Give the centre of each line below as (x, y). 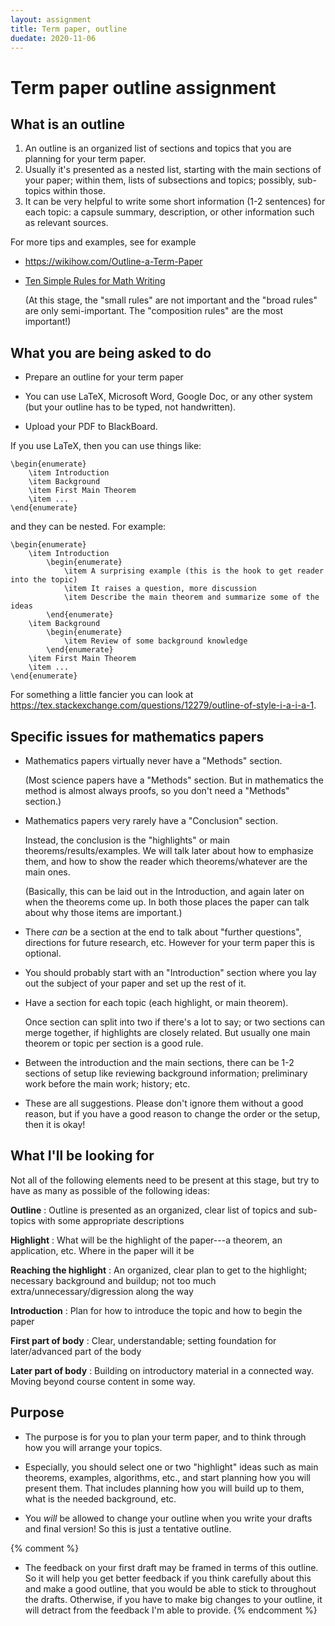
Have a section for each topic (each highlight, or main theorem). (156, 1002)
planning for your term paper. (85, 159)
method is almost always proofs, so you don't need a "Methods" (157, 790)
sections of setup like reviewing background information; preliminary (166, 1073)
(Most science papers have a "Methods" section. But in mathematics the (174, 780)
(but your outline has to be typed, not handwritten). (130, 407)
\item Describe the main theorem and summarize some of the (191, 597)
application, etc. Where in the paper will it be (102, 1250)
